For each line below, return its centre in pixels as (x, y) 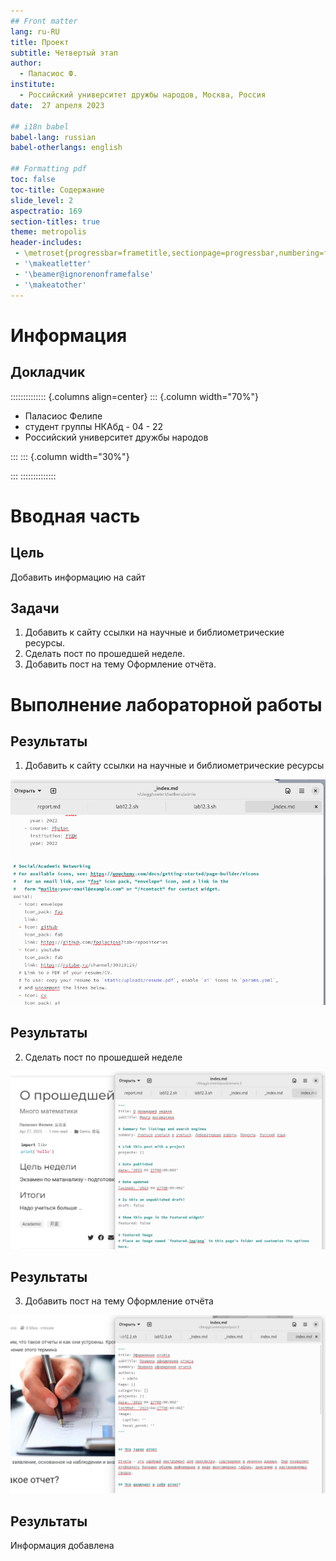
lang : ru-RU (35, 31)
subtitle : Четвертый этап (64, 53)
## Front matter (44, 21)
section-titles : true (55, 221)
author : (26, 63)
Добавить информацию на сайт (78, 577)
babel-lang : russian (53, 137)
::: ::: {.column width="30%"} (70, 456)
